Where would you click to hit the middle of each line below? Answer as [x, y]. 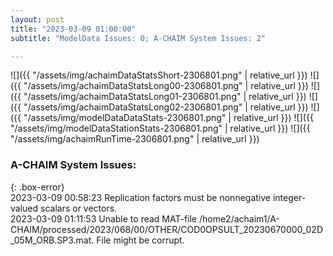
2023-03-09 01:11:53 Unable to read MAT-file [104, 218]
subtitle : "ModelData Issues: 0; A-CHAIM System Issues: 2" [138, 38]
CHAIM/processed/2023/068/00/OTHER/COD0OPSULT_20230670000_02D [166, 229]
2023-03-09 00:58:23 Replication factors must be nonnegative [141, 197]
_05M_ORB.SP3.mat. [52, 240]
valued [24, 208]
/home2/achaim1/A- [239, 218]
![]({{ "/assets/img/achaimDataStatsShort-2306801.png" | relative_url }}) [159, 75]
